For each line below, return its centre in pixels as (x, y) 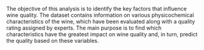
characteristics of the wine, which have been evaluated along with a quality (101, 21)
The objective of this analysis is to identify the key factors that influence (97, 9)
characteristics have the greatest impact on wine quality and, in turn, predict (102, 34)
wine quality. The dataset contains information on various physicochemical (100, 15)
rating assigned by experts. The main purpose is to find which (84, 28)
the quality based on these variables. (53, 41)
